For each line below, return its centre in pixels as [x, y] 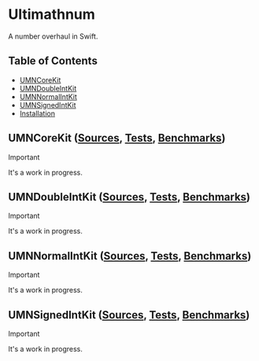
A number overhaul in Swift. [53, 36]
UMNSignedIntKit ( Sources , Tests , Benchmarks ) [129, 315]
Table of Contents [53, 61]
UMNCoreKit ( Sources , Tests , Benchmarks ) [117, 138]
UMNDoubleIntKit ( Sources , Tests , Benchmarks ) [129, 197]
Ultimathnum [52, 15]
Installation [37, 113]
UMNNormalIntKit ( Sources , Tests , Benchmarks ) [130, 256]
